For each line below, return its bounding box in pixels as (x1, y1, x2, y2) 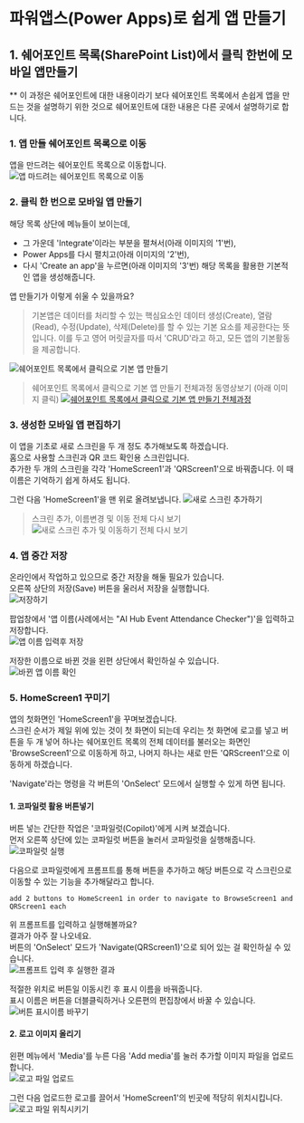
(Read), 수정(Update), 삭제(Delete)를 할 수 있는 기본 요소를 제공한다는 (31, 321, 280, 331)
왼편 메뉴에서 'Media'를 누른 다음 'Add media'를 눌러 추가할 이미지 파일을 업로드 (9, 1050, 294, 1061)
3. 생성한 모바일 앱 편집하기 (9, 418, 121, 431)
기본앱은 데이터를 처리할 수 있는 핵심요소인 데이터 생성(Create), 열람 (31, 310, 273, 321)
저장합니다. (9, 625, 49, 636)
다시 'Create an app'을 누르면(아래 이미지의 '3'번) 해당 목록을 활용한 (22, 260, 265, 271)
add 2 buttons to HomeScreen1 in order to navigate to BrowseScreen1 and (9, 894, 294, 903)
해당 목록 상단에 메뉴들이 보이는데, (9, 218, 130, 229)
